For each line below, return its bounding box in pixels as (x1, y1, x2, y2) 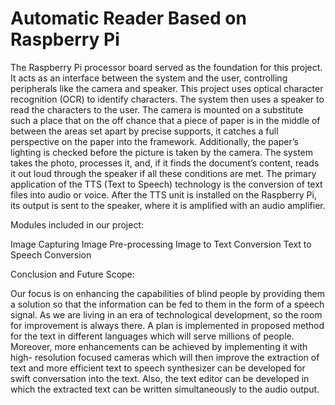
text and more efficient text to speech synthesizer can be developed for (10, 362, 306, 374)
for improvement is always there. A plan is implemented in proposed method (10, 319, 325, 331)
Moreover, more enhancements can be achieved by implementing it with (10, 340, 308, 352)
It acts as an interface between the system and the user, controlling (10, 72, 288, 84)
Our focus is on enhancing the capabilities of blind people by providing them (10, 287, 326, 299)
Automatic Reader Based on (10, 7, 247, 30)
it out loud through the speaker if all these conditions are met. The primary (10, 167, 317, 179)
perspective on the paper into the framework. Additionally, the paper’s (10, 135, 299, 147)
